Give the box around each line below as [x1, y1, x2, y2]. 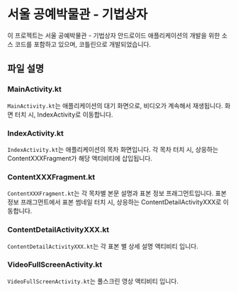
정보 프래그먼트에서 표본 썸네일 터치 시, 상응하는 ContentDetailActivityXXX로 [7, 198, 222, 206]
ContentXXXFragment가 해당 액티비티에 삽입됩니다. [7, 153, 153, 163]
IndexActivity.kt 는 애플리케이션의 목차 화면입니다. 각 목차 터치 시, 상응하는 [7, 145, 219, 153]
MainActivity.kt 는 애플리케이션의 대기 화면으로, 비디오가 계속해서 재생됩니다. [7, 101, 223, 110]
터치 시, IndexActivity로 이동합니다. [14, 110, 113, 119]
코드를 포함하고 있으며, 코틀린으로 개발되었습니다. [14, 40, 151, 48]
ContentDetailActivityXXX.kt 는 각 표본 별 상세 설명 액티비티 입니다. [7, 242, 198, 250]
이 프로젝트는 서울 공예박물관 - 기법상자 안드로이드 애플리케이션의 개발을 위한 [7, 31, 220, 40]
